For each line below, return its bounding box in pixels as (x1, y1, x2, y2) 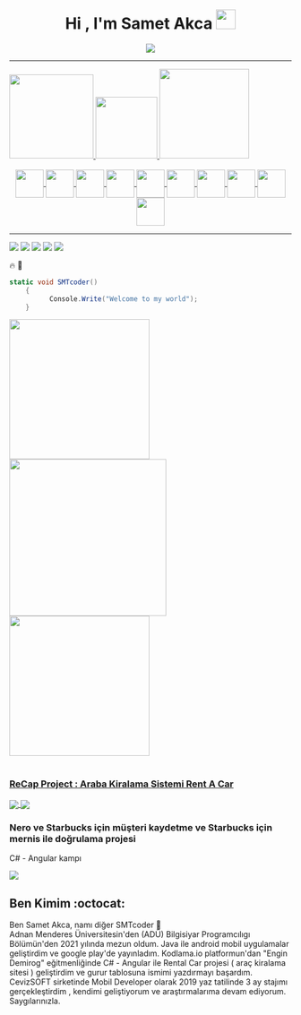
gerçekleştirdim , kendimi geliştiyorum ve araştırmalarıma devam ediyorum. (9, 986, 287, 997)
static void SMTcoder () (9, 278, 99, 287)
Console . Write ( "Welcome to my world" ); (48, 294, 199, 304)
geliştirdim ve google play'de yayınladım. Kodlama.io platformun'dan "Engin (9, 948, 288, 959)
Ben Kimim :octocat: (9, 896, 125, 911)
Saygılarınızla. (9, 995, 61, 1007)
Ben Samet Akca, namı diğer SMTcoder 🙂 (9, 919, 162, 931)
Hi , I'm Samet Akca (64, 13, 213, 34)
